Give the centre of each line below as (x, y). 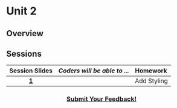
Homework (151, 71)
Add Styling (151, 81)
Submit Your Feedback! (101, 99)
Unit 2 (22, 11)
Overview (25, 33)
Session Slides (31, 71)
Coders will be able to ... (94, 71)
